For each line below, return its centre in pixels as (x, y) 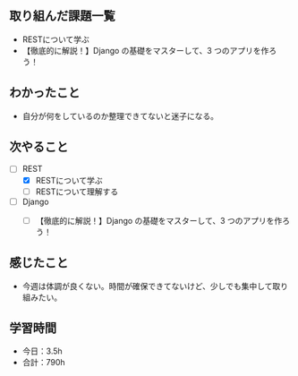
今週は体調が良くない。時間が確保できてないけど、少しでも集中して (147, 286)
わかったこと (45, 93)
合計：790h (43, 363)
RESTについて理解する (77, 192)
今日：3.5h (42, 351)
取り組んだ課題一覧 (62, 16)
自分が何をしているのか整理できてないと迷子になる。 (120, 115)
